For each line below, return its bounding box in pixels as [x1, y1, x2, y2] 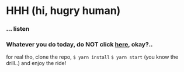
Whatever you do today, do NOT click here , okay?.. [6, 41, 153, 49]
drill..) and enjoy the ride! [6, 60, 67, 67]
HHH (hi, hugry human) [6, 4, 121, 17]
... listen [6, 25, 30, 33]
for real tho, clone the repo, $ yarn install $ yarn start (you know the [6, 53, 179, 60]
